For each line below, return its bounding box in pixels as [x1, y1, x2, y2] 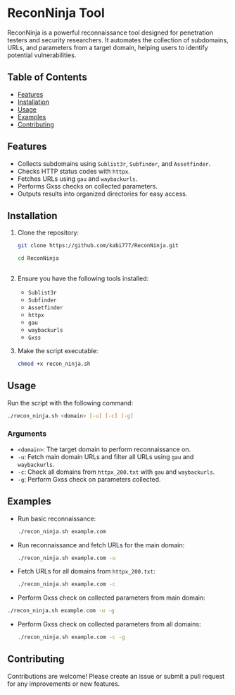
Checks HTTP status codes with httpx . [17, 167, 130, 175]
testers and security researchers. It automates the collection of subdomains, [7, 35, 229, 44]
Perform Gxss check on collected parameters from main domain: [17, 593, 205, 602]
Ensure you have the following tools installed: [17, 274, 149, 283]
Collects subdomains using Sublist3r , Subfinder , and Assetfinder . [17, 159, 211, 167]
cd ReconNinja [17, 255, 59, 262]
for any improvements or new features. [7, 679, 120, 688]
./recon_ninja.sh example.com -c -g [17, 634, 125, 641]
